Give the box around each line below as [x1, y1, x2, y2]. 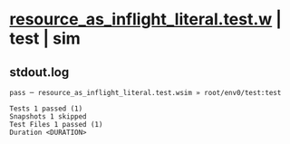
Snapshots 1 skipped [9, 112, 88, 121]
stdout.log [9, 64, 70, 80]
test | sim [9, 28, 82, 49]
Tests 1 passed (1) [9, 104, 83, 113]
